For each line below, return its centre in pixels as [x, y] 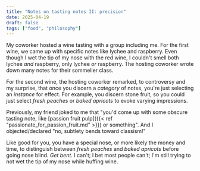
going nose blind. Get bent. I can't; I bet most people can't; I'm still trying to [99, 156]
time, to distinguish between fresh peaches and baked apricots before [93, 149]
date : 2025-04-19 [28, 17]
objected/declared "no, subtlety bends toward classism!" [76, 131]
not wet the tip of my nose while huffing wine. [62, 161]
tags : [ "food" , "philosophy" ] [44, 28]
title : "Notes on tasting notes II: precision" [66, 12]
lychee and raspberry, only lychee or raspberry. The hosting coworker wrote [100, 64]
